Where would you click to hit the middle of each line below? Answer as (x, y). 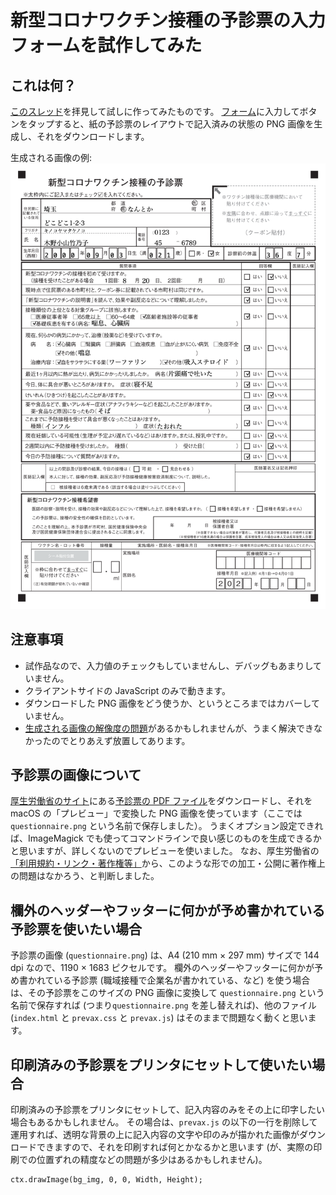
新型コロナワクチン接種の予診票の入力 (168, 20)
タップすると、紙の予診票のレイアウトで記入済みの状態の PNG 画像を (171, 124)
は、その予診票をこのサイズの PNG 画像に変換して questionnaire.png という (167, 993)
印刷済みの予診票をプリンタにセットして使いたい (161, 1064)
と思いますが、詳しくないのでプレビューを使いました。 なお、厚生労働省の (165, 851)
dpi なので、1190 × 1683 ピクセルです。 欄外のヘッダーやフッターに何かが (162, 968)
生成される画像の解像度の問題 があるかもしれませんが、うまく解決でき (169, 728)
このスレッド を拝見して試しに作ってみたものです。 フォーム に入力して (155, 111)
